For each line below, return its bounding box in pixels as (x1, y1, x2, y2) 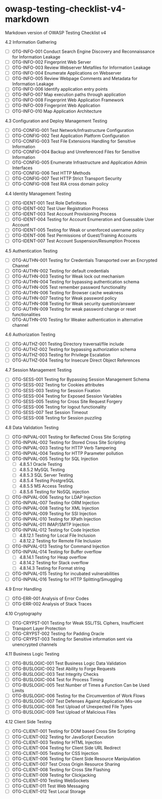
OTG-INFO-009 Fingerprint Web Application (12, 103, 100, 109)
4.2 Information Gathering (5, 39, 57, 45)
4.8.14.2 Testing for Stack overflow (19, 560, 89, 566)
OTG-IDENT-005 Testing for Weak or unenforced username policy (12, 227, 145, 233)
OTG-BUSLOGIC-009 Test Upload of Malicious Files (12, 709, 116, 715)
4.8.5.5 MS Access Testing (19, 483, 73, 489)
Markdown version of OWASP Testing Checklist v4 (5, 30, 107, 35)
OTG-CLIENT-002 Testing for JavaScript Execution (12, 734, 114, 740)
